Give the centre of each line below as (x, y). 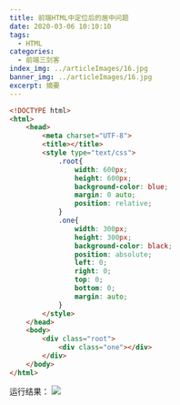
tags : (20, 35)
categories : (32, 52)
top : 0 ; (89, 280)
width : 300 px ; (101, 228)
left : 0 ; (90, 263)
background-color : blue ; (121, 187)
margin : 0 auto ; (105, 195)
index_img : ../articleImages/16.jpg (79, 69)
